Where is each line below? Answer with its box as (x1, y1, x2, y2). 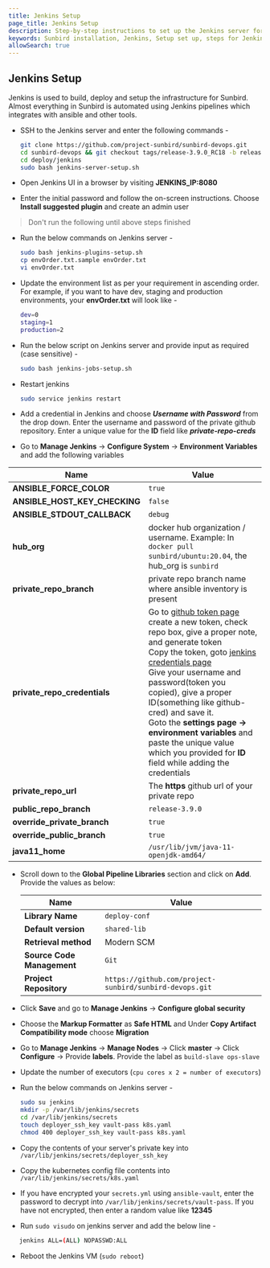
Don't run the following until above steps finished (27, 218, 191, 228)
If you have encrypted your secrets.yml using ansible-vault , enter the (19, 1188, 255, 1198)
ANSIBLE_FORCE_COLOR (12, 483, 110, 494)
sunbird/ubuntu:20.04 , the (148, 550, 247, 561)
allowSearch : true (8, 42, 70, 50)
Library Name (23, 910, 78, 921)
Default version (23, 924, 85, 935)
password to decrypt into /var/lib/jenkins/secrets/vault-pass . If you (19, 1196, 255, 1206)
